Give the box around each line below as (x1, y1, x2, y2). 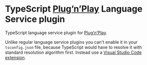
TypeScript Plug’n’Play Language (5, 3, 143, 15)
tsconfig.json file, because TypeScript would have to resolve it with (5, 44, 142, 50)
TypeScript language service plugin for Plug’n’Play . (5, 30, 108, 35)
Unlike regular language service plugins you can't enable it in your (5, 39, 138, 45)
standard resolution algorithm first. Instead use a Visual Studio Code (5, 49, 142, 55)
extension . (5, 54, 26, 60)
